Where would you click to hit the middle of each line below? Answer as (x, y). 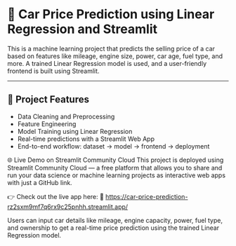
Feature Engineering (47, 124)
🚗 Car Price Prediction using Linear (111, 14)
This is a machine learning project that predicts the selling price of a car (111, 48)
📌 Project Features (48, 100)
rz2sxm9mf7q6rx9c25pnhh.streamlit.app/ (68, 207)
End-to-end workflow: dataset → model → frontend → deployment (113, 146)
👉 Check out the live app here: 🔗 (55, 196)
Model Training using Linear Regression (75, 131)
